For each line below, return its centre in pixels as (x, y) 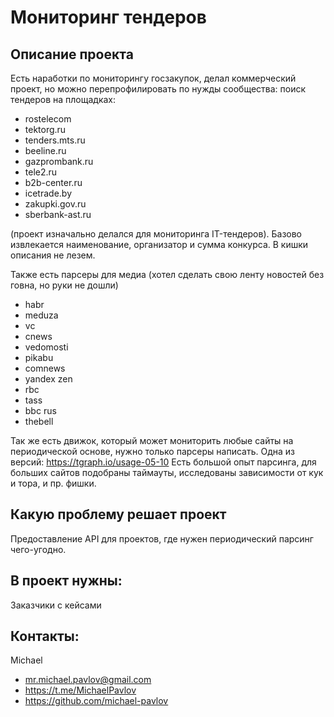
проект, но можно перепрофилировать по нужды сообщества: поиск (158, 89)
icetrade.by (48, 193)
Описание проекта (72, 54)
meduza (41, 315)
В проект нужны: (66, 581)
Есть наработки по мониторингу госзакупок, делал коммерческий (153, 78)
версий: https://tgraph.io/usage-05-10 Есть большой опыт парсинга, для (163, 462)
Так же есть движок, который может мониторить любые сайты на (152, 440)
